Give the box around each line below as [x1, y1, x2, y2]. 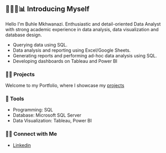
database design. [5, 32, 42, 38]
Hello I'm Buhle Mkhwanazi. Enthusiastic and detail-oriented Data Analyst [5, 20, 161, 27]
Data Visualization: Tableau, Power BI [12, 118, 92, 124]
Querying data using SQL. [12, 41, 68, 48]
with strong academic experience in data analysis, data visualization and [5, 26, 159, 32]
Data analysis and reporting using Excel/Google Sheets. [12, 47, 131, 53]
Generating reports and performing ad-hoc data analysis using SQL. [12, 52, 157, 58]
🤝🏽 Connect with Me [5, 130, 58, 138]
